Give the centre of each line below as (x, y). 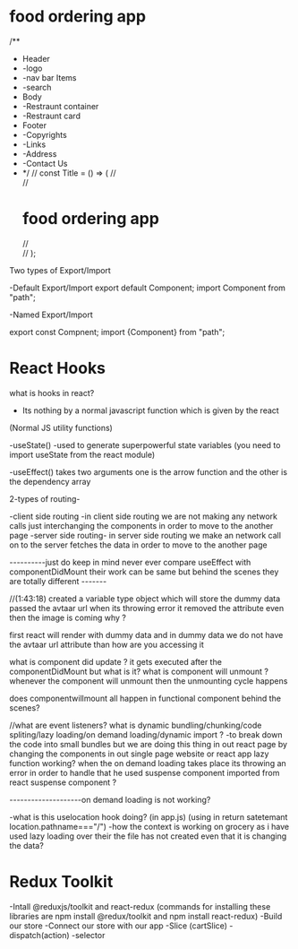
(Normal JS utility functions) (61, 427)
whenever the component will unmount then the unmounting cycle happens (149, 681)
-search (37, 87)
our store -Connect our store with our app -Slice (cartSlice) (119, 926)
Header (36, 58)
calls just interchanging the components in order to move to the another (141, 525)
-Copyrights (44, 134)
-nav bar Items (49, 77)
